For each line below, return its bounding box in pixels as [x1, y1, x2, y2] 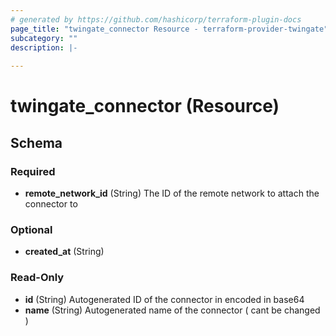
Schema [10, 134, 63, 151]
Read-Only [10, 271, 65, 285]
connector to [24, 198, 78, 210]
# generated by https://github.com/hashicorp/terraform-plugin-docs [10, 14, 302, 25]
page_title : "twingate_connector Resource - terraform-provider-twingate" [10, 24, 329, 34]
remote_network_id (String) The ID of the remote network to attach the [24, 187, 320, 199]
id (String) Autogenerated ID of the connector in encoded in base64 [24, 293, 305, 305]
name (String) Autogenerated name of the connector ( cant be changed [24, 304, 321, 316]
